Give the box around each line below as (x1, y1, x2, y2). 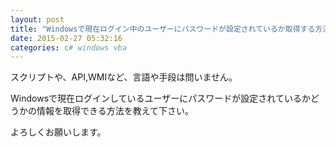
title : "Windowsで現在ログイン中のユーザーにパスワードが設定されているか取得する (10, 24, 316, 34)
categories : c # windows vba (10, 42, 128, 53)
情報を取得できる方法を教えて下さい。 (36, 105, 195, 117)
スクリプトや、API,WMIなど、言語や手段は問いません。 (10, 71, 238, 83)
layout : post (10, 14, 65, 25)
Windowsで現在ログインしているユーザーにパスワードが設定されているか (10, 92, 311, 105)
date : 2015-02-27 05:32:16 (10, 33, 123, 43)
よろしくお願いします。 (10, 126, 107, 138)
